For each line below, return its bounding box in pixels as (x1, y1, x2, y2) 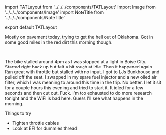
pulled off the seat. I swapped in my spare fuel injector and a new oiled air (5, 74, 157, 80)
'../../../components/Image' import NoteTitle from (5, 9, 104, 15)
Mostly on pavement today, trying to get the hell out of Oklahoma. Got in (5, 34, 153, 40)
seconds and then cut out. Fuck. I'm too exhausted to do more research (5, 90, 152, 96)
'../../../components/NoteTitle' (5, 15, 65, 20)
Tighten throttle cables (12, 120, 59, 126)
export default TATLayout (5, 24, 57, 30)
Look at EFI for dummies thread (12, 125, 77, 131)
